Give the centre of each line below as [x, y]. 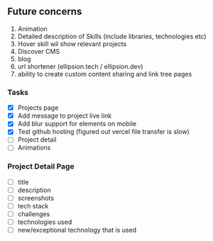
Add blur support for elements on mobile [77, 124]
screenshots [36, 198]
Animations [34, 147]
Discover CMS [39, 51]
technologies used [45, 222]
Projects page [38, 108]
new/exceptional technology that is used [77, 230]
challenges [34, 214]
